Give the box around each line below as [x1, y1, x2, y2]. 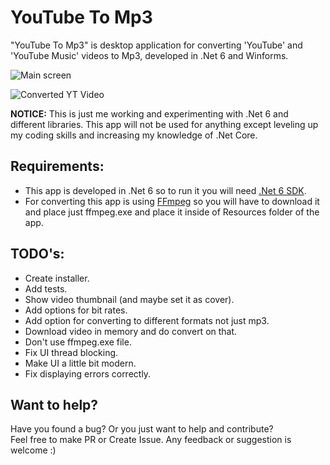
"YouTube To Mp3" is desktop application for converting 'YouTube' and [10, 39, 303, 51]
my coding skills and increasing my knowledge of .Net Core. [10, 129, 258, 141]
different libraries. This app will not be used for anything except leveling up [10, 118, 319, 130]
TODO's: [10, 246, 65, 263]
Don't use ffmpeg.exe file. [24, 336, 132, 348]
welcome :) [10, 444, 57, 456]
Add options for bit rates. [24, 304, 128, 316]
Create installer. [24, 272, 90, 284]
